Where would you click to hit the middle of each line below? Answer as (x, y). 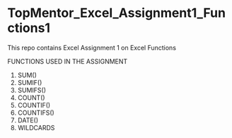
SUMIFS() (32, 90)
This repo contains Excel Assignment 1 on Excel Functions (92, 47)
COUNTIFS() (36, 113)
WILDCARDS (36, 127)
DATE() (28, 120)
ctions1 (29, 28)
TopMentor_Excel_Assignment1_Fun (117, 13)
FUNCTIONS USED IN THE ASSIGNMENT (68, 61)
